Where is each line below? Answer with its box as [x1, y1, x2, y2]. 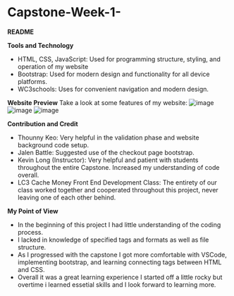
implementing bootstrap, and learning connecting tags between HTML [17, 258, 222, 266]
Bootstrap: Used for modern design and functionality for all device [17, 70, 210, 78]
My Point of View [7, 206, 58, 215]
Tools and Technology [7, 41, 74, 49]
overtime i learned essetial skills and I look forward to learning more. [17, 280, 216, 289]
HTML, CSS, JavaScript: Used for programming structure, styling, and [17, 54, 221, 63]
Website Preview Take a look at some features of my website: [7, 98, 188, 106]
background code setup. [17, 140, 90, 149]
